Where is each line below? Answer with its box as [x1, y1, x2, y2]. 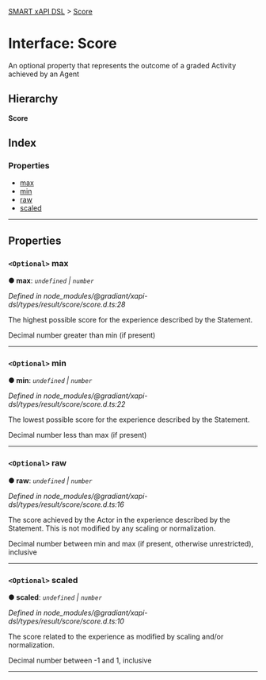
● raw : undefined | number [8, 476, 93, 485]
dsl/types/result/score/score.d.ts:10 [8, 616, 125, 626]
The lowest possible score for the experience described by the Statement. [8, 415, 250, 424]
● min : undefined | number [8, 376, 93, 385]
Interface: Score [8, 35, 117, 52]
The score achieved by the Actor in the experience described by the [8, 515, 231, 524]
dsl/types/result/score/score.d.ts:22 [8, 400, 126, 409]
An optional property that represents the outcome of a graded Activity [8, 60, 237, 70]
